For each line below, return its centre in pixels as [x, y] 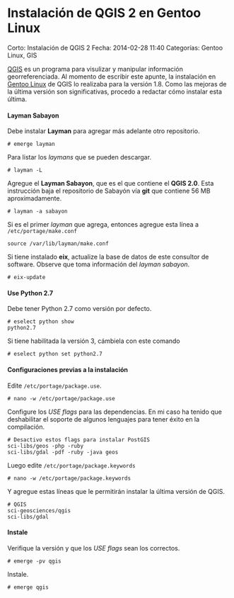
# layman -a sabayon [38, 211]
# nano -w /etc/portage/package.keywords [69, 478]
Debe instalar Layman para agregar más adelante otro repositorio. [104, 131]
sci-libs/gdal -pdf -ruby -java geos [63, 452]
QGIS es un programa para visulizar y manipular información [95, 69]
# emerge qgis [28, 587]
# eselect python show [41, 322]
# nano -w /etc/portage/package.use [61, 398]
